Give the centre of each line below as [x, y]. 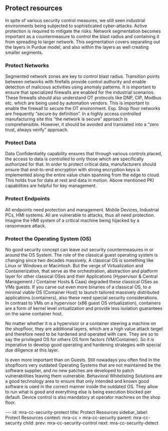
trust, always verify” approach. [37, 130]
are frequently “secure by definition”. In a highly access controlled [73, 114]
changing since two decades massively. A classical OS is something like [79, 260]
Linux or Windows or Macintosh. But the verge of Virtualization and [74, 265]
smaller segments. [24, 52]
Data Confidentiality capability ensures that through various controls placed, [84, 154]
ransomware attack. [26, 226]
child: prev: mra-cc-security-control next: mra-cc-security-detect [91, 423]
